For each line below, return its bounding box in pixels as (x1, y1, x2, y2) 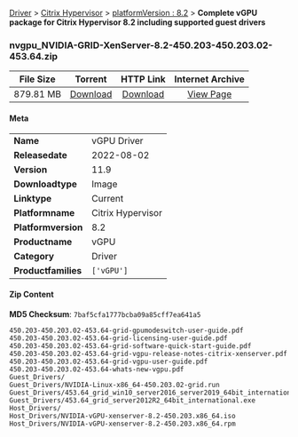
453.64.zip (9, 50, 59, 62)
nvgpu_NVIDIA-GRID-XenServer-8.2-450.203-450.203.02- (9, 39, 273, 52)
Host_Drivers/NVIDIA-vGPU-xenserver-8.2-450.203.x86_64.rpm (9, 419, 237, 428)
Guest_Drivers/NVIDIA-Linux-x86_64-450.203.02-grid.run (9, 380, 220, 389)
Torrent (74, 73, 107, 85)
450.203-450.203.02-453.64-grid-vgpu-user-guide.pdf (9, 357, 208, 366)
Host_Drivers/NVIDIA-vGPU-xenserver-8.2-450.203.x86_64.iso (9, 411, 237, 420)
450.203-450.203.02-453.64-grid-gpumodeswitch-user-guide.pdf (9, 326, 244, 335)
